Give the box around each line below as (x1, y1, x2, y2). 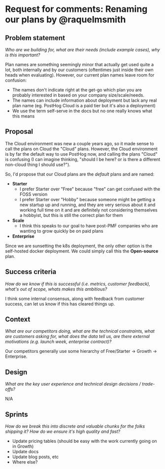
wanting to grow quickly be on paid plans (19, 228, 103, 234)
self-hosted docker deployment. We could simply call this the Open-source (5, 248, 159, 254)
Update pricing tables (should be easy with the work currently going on (12, 438, 157, 444)
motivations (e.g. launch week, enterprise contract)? (5, 339, 112, 344)
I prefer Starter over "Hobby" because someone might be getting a (19, 196, 155, 202)
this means (12, 113, 35, 119)
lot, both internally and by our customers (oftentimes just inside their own (5, 67, 154, 73)
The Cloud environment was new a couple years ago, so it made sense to (5, 140, 154, 146)
